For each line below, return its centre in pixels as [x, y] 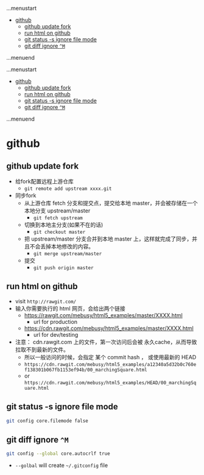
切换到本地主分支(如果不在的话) [64, 225]
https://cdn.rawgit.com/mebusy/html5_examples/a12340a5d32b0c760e [110, 364]
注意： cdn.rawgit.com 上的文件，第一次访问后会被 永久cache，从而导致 [106, 342]
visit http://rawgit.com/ [46, 301]
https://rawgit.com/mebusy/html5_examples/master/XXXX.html [103, 315]
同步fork [26, 195]
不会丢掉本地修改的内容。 [62, 246]
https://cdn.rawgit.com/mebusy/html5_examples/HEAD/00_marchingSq [110, 382]
